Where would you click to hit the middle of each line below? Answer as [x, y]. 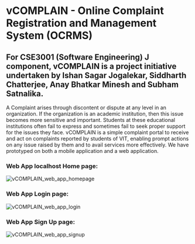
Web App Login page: [37, 194]
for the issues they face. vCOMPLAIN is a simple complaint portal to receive [97, 132]
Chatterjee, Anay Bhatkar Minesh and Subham [92, 84]
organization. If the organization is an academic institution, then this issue [95, 114]
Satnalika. [25, 94]
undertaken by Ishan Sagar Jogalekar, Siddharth [96, 75]
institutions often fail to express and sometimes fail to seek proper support [96, 126]
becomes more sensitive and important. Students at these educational [91, 120]
